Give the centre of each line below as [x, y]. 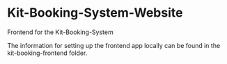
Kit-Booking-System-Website [95, 13]
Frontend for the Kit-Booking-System [60, 32]
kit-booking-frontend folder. [47, 53]
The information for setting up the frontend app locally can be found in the [114, 45]
